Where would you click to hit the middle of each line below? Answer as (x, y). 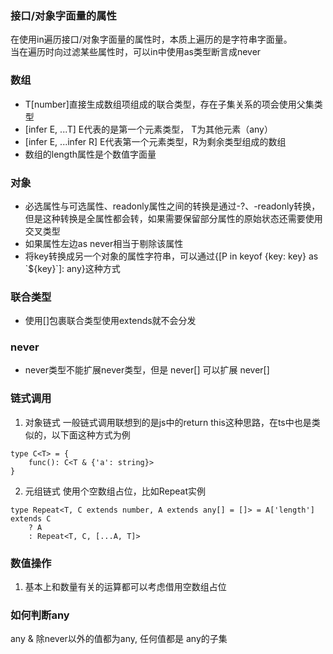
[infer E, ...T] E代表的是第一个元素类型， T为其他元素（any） (148, 129)
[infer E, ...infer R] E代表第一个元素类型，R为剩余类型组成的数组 (155, 141)
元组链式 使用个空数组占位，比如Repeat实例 (115, 491)
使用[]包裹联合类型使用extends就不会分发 (110, 321)
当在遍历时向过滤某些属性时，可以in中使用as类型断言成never (136, 52)
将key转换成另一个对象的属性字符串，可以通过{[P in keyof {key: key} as (171, 256)
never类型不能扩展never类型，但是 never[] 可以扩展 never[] (147, 370)
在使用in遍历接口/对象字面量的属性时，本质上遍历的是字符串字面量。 (151, 39)
